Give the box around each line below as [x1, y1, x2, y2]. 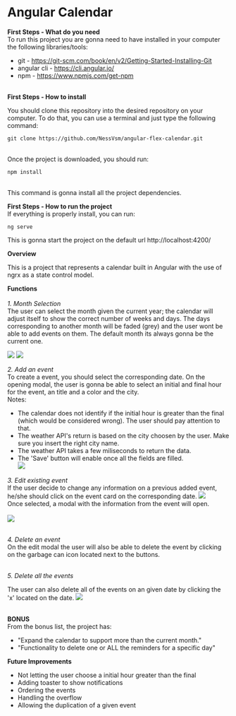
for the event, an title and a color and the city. [7, 387, 139, 396]
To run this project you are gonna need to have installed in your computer [7, 35, 221, 43]
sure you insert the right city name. [17, 439, 120, 447]
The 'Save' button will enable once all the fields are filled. [17, 454, 184, 462]
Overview [7, 249, 37, 258]
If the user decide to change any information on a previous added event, [7, 483, 217, 492]
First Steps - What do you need [7, 28, 100, 36]
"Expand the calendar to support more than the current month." [17, 635, 202, 644]
